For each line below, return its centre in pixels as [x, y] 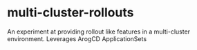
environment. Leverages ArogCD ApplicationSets [77, 38]
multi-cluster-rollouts [71, 13]
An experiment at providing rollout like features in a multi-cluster [99, 32]
